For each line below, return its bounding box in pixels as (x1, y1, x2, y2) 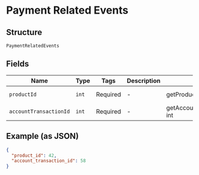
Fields (6, 59, 30, 69)
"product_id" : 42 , (11, 152, 57, 158)
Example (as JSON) (6, 131, 79, 141)
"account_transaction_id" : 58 (11, 158, 86, 164)
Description (127, 77, 161, 85)
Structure (6, 27, 43, 37)
